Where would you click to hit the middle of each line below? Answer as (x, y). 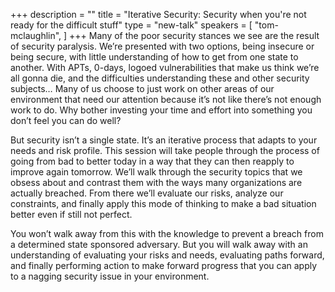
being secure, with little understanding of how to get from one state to (154, 57)
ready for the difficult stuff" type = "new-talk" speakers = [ (131, 25)
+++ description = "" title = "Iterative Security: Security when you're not (158, 14)
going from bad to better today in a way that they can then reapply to (152, 161)
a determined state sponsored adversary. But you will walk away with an (159, 244)
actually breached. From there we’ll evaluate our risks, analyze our (147, 193)
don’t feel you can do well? (66, 120)
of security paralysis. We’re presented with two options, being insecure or (162, 46)
